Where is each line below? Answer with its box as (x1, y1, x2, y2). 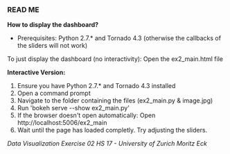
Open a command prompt (17, 89, 91, 98)
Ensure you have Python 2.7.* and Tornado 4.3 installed (17, 82, 176, 90)
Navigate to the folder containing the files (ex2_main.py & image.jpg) (17, 96, 213, 105)
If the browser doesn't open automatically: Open (17, 111, 156, 119)
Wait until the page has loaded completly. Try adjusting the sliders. (17, 126, 208, 135)
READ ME (7, 5, 39, 15)
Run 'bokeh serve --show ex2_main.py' (17, 104, 130, 112)
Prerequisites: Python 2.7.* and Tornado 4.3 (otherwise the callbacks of (17, 34, 222, 42)
